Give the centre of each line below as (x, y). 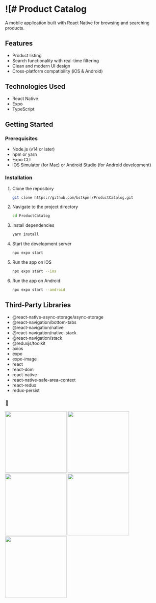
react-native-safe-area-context (44, 380)
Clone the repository (33, 188)
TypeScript (23, 109)
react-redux (24, 385)
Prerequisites (21, 138)
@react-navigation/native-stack (44, 333)
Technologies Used (35, 87)
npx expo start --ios (34, 271)
